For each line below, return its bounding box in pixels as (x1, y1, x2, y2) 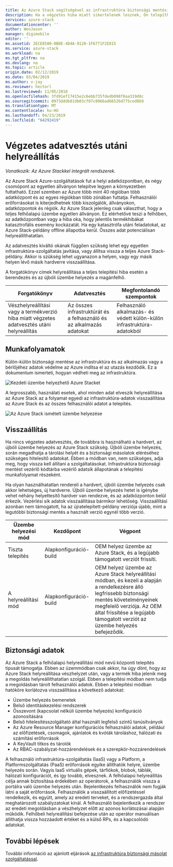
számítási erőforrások (12, 735, 59, 741)
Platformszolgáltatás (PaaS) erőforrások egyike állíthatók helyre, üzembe (5, 761, 160, 768)
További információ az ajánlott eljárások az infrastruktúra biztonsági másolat (5, 850, 167, 856)
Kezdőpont (53, 528, 81, 535)
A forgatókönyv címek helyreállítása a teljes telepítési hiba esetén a (5, 269, 148, 275)
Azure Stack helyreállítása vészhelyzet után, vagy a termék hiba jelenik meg (5, 670, 167, 677)
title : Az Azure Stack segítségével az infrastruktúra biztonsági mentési (5, 7, 169, 13)
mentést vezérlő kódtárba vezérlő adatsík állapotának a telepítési (5, 466, 143, 473)
